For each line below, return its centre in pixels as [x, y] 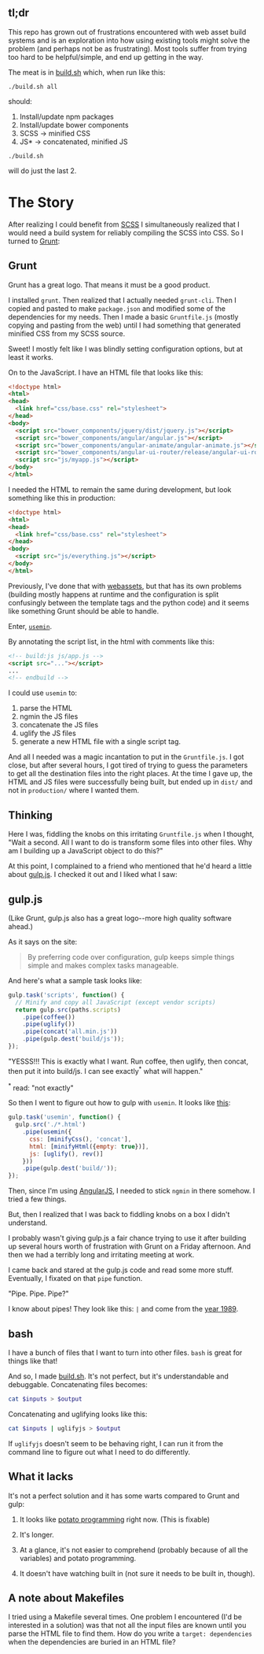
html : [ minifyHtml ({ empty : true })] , [89, 1146]
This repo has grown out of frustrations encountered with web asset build [127, 31]
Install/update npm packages [66, 117]
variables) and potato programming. [78, 1558]
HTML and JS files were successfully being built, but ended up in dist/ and [130, 782]
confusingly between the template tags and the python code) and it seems [129, 602]
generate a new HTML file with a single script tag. [100, 742]
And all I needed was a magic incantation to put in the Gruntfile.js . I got [126, 757]
